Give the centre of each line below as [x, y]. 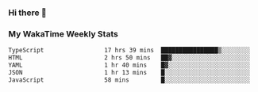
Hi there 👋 [28, 13]
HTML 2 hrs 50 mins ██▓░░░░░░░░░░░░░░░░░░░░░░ [129, 58]
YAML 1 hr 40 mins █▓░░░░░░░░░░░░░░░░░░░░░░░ [129, 65]
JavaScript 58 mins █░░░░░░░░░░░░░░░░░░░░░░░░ [129, 80]
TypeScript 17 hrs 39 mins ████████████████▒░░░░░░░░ [129, 51]
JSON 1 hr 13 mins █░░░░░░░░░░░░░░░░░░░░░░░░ [129, 72]
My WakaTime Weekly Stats [64, 33]
